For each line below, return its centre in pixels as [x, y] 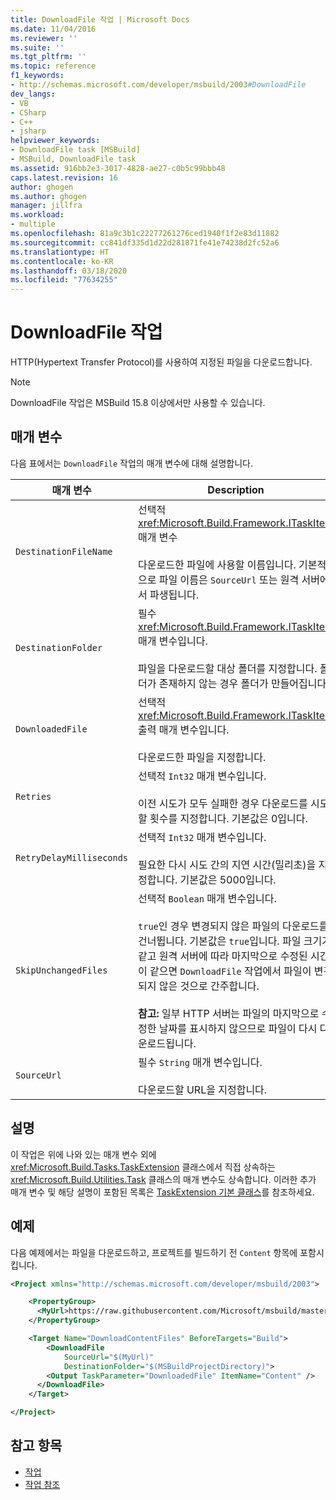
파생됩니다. [174, 594]
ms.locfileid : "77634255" [64, 280]
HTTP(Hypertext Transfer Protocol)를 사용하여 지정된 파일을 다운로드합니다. [161, 362]
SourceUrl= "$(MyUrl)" [109, 1357]
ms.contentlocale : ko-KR [62, 261]
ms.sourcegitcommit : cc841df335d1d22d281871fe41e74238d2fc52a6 [145, 242]
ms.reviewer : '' [44, 38]
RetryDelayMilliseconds [72, 857]
